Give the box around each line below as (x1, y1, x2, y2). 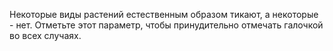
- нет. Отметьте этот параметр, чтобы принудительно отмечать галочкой (9, 19, 324, 31)
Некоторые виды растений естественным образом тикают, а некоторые (9, 9, 319, 20)
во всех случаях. (9, 30, 82, 41)
